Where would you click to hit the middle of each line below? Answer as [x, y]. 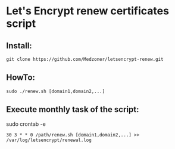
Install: [19, 46]
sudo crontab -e [26, 124]
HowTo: [21, 78]
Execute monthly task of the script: [73, 109]
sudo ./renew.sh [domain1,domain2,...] [56, 91]
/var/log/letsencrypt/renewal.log [49, 140]
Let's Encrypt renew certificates [88, 11]
